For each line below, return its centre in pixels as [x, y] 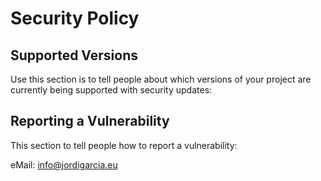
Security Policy [75, 18]
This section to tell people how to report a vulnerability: [124, 145]
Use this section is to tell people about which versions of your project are [161, 79]
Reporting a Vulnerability [90, 121]
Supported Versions [74, 55]
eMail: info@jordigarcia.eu [64, 164]
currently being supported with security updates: [111, 90]
